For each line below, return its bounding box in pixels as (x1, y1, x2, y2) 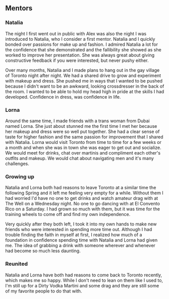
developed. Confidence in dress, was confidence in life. (5, 94, 121, 100)
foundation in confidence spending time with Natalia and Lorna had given (5, 237, 158, 243)
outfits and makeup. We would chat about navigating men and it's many (5, 155, 154, 161)
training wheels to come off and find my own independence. (5, 211, 131, 217)
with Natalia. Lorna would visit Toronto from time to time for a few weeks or (5, 139, 161, 145)
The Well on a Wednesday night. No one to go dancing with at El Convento (5, 201, 160, 207)
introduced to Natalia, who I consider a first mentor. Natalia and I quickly (5, 36, 155, 42)
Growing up (5, 173, 34, 180)
